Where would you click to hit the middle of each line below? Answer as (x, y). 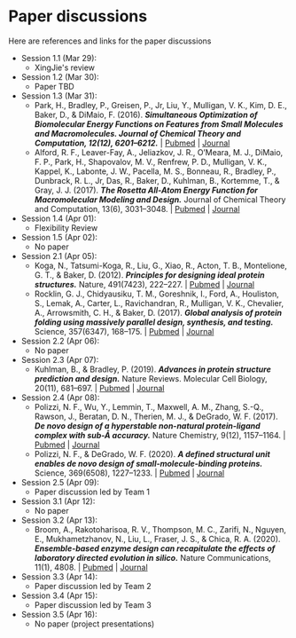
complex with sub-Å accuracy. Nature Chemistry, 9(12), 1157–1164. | (160, 435)
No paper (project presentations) (94, 624)
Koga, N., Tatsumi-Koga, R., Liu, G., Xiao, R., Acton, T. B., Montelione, (160, 265)
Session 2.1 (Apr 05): (59, 256)
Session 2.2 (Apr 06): (60, 341)
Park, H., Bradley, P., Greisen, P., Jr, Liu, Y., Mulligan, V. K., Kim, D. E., (160, 105)
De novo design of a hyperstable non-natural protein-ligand (147, 425)
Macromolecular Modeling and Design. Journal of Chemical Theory (160, 199)
